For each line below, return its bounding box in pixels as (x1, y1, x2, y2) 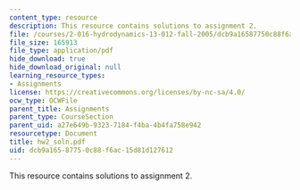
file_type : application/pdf (9, 46, 114, 55)
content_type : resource (9, 12, 98, 22)
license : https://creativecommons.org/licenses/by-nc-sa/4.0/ (9, 87, 246, 96)
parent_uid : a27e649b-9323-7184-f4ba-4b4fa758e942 (9, 121, 202, 130)
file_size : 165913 (9, 37, 78, 47)
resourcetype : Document (9, 129, 98, 138)
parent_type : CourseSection (9, 112, 114, 121)
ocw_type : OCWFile (9, 95, 78, 105)
